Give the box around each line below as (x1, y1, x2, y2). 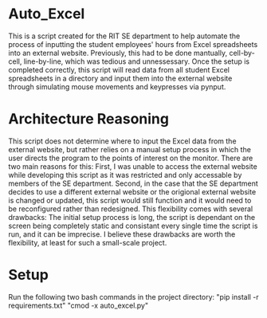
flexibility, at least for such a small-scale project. (8, 238, 167, 247)
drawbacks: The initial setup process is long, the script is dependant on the (8, 212, 256, 222)
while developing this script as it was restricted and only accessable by (8, 170, 242, 179)
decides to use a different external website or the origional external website (8, 186, 257, 196)
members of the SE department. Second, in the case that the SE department (8, 179, 259, 188)
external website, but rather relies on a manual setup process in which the (8, 144, 251, 154)
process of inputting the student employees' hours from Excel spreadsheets (8, 39, 258, 49)
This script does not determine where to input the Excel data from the (8, 136, 237, 146)
